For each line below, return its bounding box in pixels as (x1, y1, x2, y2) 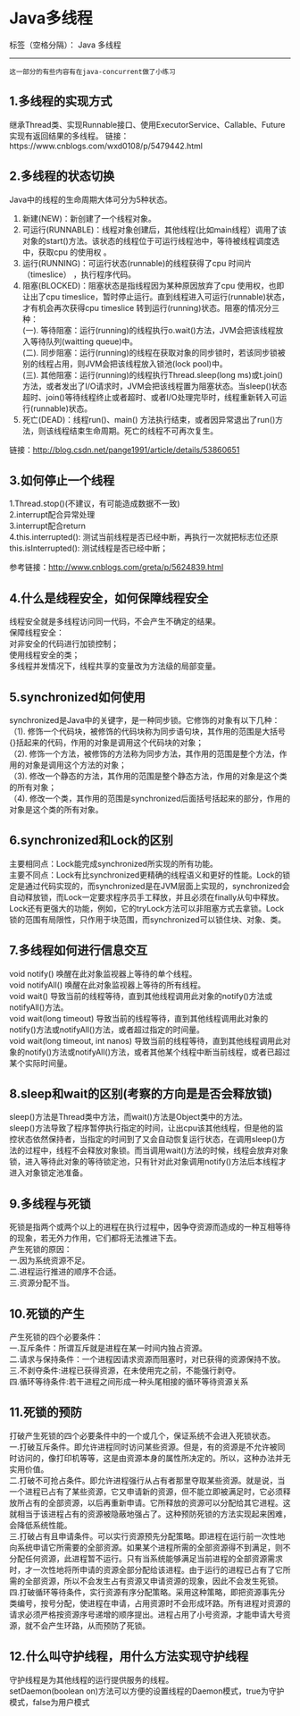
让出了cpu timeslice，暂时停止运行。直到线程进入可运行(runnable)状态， (21, 291, 290, 302)
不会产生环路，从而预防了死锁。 (32, 1619, 150, 1631)
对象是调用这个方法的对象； (24, 760, 127, 770)
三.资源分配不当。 (9, 1277, 75, 1288)
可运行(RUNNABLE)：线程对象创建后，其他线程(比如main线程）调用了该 (21, 224, 287, 235)
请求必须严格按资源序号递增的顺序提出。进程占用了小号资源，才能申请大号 (9, 1609, 283, 1619)
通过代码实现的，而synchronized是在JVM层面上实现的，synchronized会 (24, 880, 290, 891)
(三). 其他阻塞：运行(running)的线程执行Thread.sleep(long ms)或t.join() (21, 369, 284, 380)
